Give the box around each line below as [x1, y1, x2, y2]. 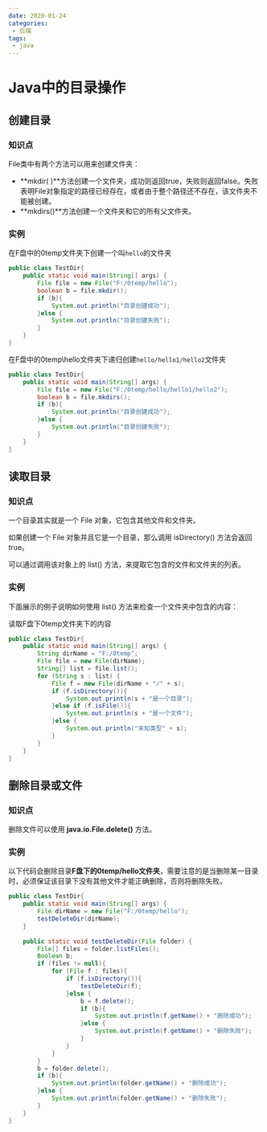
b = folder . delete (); [37, 1064, 110, 1073]
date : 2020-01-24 [8, 11, 67, 20]
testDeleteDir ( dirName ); [37, 915, 121, 923]
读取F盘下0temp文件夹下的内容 [8, 618, 112, 628]
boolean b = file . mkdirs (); [37, 393, 131, 401]
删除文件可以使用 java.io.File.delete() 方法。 [8, 825, 157, 835]
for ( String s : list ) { [37, 672, 121, 680]
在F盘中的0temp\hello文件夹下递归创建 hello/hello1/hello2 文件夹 [8, 355, 227, 364]
